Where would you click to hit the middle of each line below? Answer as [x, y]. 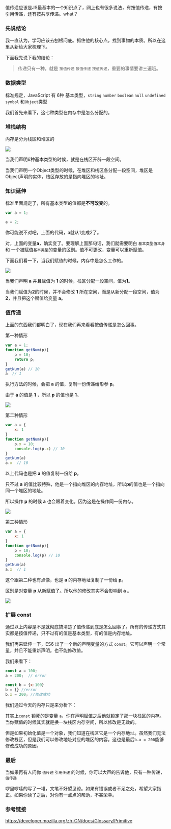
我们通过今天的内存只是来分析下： [41, 705]
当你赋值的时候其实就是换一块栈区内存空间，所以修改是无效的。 [72, 722]
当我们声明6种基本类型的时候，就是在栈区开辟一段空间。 [65, 159]
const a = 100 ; [21, 671]
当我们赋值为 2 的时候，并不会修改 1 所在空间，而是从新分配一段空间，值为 [82, 291]
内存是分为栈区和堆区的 [30, 139]
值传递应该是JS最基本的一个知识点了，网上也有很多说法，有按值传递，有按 [84, 7]
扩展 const [18, 615]
